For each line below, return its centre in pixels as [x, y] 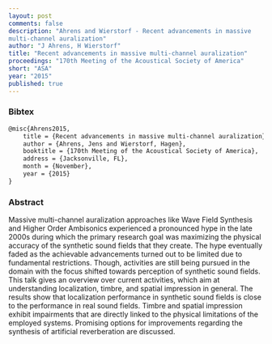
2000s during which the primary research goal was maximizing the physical [135, 237]
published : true [36, 83]
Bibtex [21, 112]
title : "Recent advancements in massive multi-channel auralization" [128, 53]
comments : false [36, 23]
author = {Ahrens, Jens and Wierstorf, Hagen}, [104, 144]
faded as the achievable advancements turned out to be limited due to [125, 254]
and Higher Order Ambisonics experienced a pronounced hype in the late [130, 228]
